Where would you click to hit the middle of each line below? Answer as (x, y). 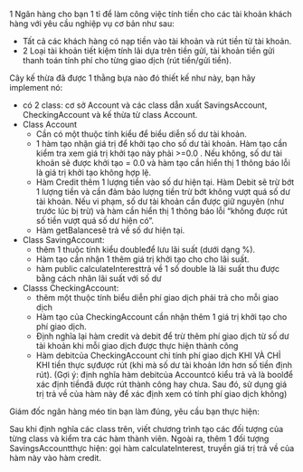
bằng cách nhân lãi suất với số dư (99, 278)
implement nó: (36, 87)
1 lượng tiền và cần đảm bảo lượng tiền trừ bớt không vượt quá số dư (163, 192)
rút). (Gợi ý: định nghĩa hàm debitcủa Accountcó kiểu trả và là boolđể (165, 375)
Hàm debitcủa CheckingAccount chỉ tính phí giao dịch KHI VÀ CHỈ (158, 355)
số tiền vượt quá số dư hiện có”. (95, 221)
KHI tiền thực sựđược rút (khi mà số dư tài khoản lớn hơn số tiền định (164, 365)
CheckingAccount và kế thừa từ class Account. (110, 115)
